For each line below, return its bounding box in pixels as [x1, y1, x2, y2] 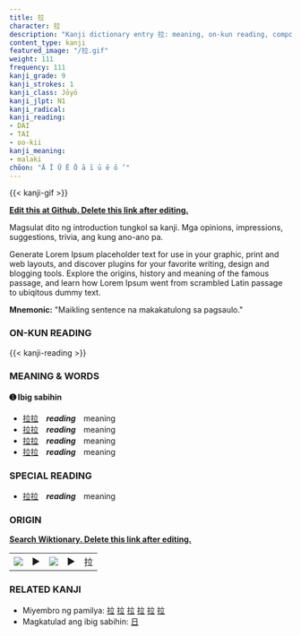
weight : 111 [9, 55, 54, 64]
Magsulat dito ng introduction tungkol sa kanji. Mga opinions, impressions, [9, 222, 284, 233]
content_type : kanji [9, 38, 87, 47]
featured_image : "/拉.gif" [9, 47, 109, 56]
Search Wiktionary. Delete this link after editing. [9, 534, 192, 545]
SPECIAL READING [9, 469, 92, 482]
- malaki [9, 154, 42, 164]
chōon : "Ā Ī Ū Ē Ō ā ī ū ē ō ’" [9, 163, 130, 172]
